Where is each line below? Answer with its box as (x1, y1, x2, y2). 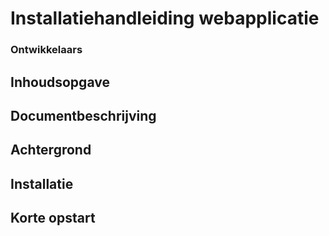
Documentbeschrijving (10, 107, 157, 124)
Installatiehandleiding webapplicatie (10, 7, 320, 30)
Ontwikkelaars (10, 43, 83, 57)
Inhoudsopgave (10, 73, 110, 91)
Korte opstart (10, 210, 96, 227)
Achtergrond (10, 142, 92, 159)
